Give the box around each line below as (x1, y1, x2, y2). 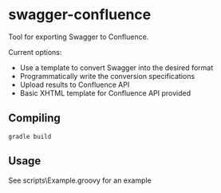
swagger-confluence (8, 6, 152, 24)
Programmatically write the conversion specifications (19, 71, 195, 81)
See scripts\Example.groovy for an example (8, 175, 152, 185)
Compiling (8, 112, 61, 125)
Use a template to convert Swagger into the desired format (19, 62, 214, 73)
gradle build (8, 132, 52, 140)
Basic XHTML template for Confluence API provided (19, 88, 191, 97)
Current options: (8, 47, 62, 57)
